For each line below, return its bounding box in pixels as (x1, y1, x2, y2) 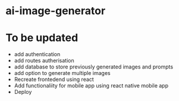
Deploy (14, 89, 32, 96)
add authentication (14, 51, 61, 58)
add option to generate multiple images (14, 70, 111, 77)
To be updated (5, 31, 78, 45)
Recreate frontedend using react (14, 76, 95, 83)
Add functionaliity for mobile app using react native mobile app (14, 82, 169, 89)
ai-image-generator (5, 4, 106, 18)
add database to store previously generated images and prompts (14, 63, 174, 70)
